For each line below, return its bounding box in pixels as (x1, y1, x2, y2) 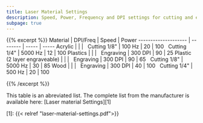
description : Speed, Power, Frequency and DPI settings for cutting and (6, 14, 193, 20)
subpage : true (6, 20, 42, 26)
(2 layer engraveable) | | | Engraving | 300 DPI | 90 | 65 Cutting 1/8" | (6, 55, 183, 63)
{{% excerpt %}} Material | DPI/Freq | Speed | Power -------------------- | (6, 37, 190, 44)
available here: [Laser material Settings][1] (6, 98, 111, 106)
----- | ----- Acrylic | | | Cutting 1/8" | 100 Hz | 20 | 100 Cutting (25, 43, 187, 50)
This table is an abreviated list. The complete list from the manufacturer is (6, 92, 190, 99)
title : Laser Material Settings (6, 8, 88, 15)
